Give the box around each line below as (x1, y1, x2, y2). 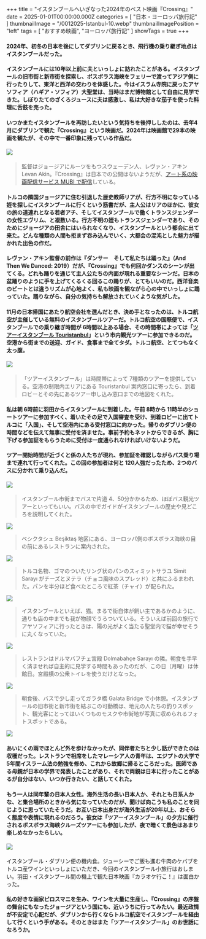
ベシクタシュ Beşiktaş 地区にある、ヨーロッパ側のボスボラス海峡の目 (21, 535, 196, 542)
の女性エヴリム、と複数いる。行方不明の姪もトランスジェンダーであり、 (6, 216, 189, 224)
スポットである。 (26, 718, 71, 725)
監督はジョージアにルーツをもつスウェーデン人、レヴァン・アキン (21, 162, 188, 170)
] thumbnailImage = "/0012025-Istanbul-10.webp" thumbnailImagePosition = (6, 20, 199, 27)
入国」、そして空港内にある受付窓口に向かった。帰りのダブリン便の (27, 421, 197, 428)
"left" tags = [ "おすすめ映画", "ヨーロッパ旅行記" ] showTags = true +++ (6, 27, 189, 34)
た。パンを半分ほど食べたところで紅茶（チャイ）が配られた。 (21, 583, 178, 590)
